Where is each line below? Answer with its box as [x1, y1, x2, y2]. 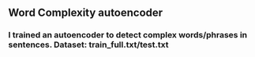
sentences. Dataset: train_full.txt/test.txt [8, 39, 169, 50]
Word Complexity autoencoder [8, 6, 163, 20]
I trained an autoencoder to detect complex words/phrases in [8, 30, 248, 41]
